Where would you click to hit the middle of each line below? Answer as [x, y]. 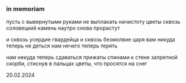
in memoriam [25, 9]
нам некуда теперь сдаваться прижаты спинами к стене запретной [92, 58]
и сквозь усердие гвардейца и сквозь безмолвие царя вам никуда [91, 40]
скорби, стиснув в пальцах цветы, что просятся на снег [77, 63]
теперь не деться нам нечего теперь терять [62, 46]
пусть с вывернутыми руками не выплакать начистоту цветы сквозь [93, 22]
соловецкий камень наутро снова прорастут [63, 28]
